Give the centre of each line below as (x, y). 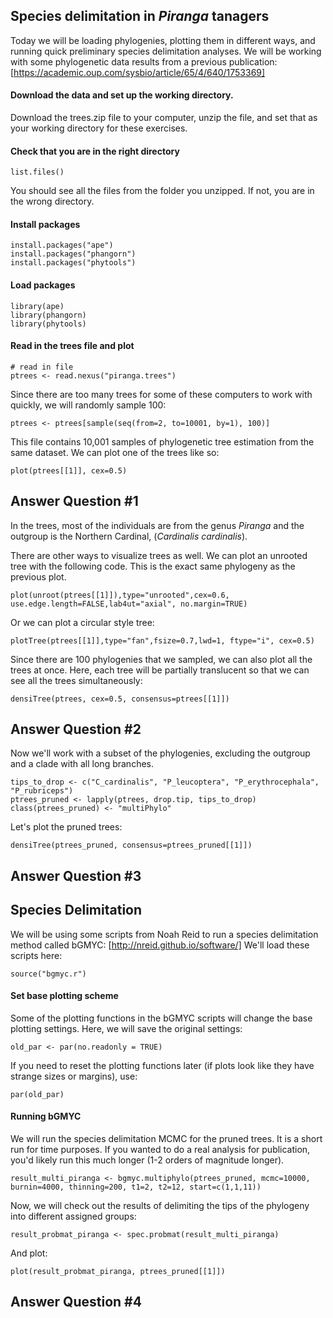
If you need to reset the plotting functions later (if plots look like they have (162, 1065)
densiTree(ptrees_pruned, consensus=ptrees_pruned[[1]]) (131, 845)
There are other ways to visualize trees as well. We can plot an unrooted (159, 555)
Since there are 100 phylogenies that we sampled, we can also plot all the (161, 659)
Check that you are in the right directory (95, 151)
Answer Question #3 (76, 875)
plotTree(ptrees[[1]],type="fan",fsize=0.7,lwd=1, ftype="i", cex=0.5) (162, 640)
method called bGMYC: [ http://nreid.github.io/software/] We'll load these (160, 945)
